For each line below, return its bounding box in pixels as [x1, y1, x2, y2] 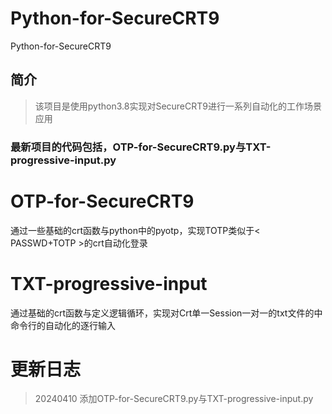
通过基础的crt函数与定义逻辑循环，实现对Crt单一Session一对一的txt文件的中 [10, 307, 323, 319]
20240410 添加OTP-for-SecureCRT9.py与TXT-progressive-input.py [34, 393, 314, 405]
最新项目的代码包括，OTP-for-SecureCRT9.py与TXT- [10, 140, 272, 154]
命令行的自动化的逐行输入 [10, 319, 116, 331]
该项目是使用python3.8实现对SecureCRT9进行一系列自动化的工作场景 [34, 100, 322, 112]
